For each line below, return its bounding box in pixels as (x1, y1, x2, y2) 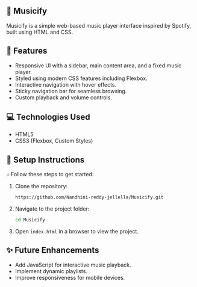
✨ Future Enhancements (6, 245, 99, 256)
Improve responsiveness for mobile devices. (14, 274, 125, 281)
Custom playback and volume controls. (14, 94, 113, 101)
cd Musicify (14, 217, 45, 223)
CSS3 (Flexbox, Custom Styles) (14, 137, 93, 144)
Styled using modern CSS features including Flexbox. (14, 75, 148, 82)
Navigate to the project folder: (14, 205, 90, 212)
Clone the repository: (14, 183, 68, 190)
